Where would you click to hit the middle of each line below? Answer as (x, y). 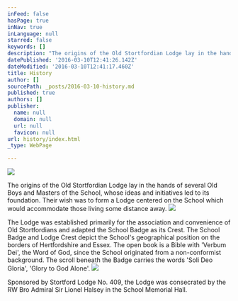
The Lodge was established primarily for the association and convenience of (119, 222)
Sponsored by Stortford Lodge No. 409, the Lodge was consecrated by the (117, 282)
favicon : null (34, 132)
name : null (30, 113)
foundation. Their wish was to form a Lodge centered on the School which (116, 200)
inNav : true (25, 27)
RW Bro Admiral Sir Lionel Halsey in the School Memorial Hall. (97, 290)
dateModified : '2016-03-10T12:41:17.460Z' (71, 67)
